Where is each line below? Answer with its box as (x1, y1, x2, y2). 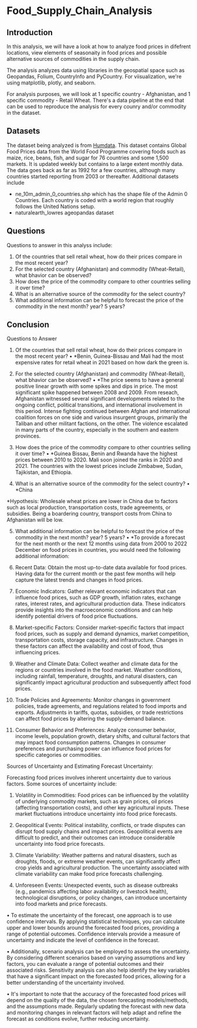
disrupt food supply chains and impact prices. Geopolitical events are (15, 828, 183, 835)
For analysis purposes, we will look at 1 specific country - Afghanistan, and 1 (6, 91, 191, 97)
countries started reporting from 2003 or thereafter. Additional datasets (6, 173, 179, 180)
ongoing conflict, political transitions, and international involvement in (15, 401, 183, 408)
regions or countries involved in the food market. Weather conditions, (15, 667, 183, 674)
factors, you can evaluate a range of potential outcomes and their (6, 961, 164, 968)
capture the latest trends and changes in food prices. (15, 576, 143, 583)
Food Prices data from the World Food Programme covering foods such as (6, 148, 186, 155)
